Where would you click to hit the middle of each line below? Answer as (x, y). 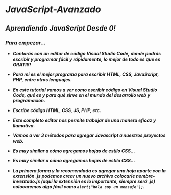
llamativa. (24, 125)
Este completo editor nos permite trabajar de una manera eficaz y (84, 120)
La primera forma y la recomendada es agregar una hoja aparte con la (89, 170)
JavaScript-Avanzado (53, 9)
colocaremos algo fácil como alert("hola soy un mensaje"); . (79, 186)
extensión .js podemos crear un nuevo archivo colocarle (74, 176)
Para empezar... (26, 43)
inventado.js (26, 181)
